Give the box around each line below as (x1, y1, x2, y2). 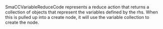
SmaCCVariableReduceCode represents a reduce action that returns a (5, 4, 150, 10)
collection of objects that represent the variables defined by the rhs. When (5, 9, 158, 15)
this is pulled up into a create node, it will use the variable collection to (5, 14, 150, 20)
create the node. (5, 19, 39, 25)
